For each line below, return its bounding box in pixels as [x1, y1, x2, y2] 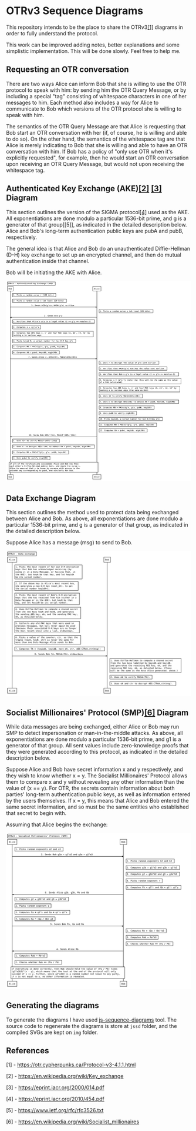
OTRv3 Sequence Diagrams [6, 4, 144, 18]
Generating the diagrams [6, 1000, 100, 1010]
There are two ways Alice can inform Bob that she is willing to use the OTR [6, 80, 187, 87]
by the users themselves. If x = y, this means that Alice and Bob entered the [6, 797, 189, 804]
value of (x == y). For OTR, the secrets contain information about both [6, 784, 175, 792]
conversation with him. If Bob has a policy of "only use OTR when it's [6, 148, 173, 155]
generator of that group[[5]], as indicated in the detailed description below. [6, 221, 187, 228]
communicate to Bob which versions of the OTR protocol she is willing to [6, 105, 182, 112]
